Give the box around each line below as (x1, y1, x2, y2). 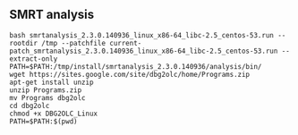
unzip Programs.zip (9, 85, 82, 95)
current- (108, 38, 142, 47)
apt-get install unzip (9, 78, 94, 87)
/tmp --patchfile (41, 38, 106, 47)
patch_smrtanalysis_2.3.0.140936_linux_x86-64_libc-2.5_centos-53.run (9, 46, 278, 55)
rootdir (9, 38, 38, 47)
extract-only (9, 54, 58, 63)
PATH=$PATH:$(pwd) (9, 116, 78, 126)
